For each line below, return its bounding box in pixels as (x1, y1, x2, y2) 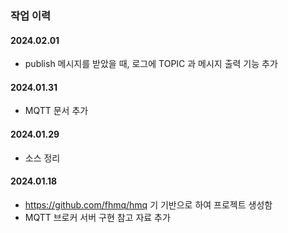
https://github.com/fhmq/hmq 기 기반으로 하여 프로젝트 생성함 (24, 198, 273, 211)
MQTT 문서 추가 (24, 105, 89, 117)
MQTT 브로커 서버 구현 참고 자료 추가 (24, 211, 171, 223)
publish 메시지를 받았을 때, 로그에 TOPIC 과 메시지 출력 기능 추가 (24, 58, 278, 70)
